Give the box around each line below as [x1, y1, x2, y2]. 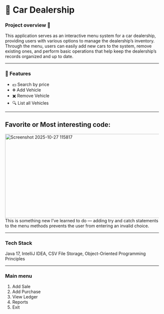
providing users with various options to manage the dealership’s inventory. [5, 38, 155, 44]
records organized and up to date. [5, 54, 74, 59]
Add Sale [12, 284, 31, 290]
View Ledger [12, 294, 38, 300]
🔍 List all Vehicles [12, 100, 49, 106]
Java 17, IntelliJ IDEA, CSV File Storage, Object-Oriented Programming [5, 251, 146, 256]
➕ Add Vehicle [12, 87, 41, 93]
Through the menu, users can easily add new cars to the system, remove [5, 43, 152, 49]
